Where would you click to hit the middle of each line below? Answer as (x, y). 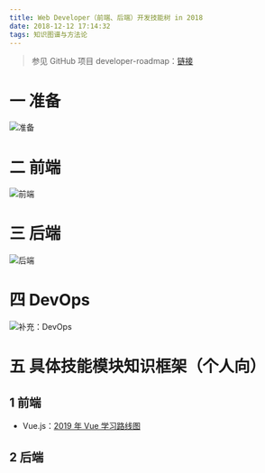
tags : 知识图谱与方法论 (49, 34)
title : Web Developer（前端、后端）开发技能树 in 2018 (106, 18)
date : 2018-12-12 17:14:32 (60, 26)
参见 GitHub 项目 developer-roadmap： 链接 (112, 61)
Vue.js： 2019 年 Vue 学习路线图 (82, 426)
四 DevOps (50, 300)
